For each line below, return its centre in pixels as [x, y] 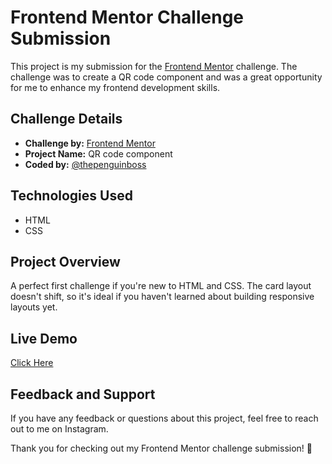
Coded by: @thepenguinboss [85, 164]
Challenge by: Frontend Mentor [90, 143]
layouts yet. [34, 307]
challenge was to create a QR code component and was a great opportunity [166, 77]
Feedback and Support [83, 394]
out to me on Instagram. [59, 429]
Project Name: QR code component [98, 153]
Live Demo [44, 338]
